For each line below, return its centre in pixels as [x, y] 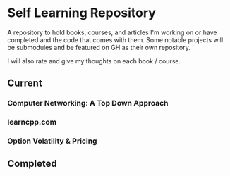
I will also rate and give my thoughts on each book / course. [94, 61]
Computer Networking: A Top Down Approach [88, 103]
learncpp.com [32, 122]
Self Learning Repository [82, 13]
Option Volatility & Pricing [52, 141]
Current [25, 83]
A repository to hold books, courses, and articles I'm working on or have [112, 32]
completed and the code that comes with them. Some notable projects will [115, 39]
